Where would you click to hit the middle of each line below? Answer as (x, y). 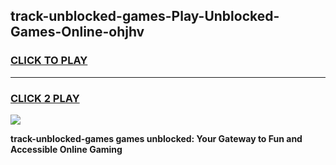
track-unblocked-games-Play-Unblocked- (145, 16)
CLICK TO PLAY (49, 61)
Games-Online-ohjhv (77, 32)
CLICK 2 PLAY (45, 98)
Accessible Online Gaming (66, 149)
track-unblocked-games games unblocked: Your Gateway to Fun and (156, 138)
